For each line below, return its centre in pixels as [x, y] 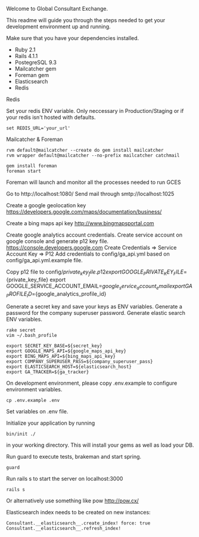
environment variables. [34, 389]
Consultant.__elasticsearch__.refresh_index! [63, 529]
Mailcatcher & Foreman [35, 139]
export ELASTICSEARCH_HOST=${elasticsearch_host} [69, 367]
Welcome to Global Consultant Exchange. [57, 9]
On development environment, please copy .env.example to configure [92, 383]
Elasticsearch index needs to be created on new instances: [78, 513]
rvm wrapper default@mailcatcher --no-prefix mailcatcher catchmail [93, 155]
